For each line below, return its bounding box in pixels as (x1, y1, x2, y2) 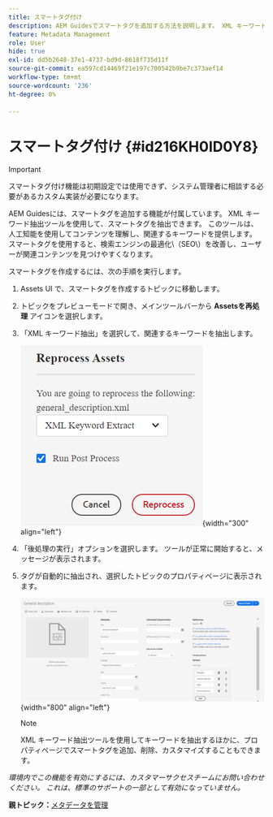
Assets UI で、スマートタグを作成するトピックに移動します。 (19, 284, 224, 294)
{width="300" (201, 518, 249, 528)
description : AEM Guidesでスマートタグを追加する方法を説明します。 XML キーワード (8, 21, 267, 30)
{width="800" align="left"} (19, 702, 110, 712)
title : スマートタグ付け (8, 13, 83, 21)
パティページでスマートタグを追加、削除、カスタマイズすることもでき (19, 746, 254, 755)
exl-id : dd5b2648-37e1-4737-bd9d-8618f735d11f (8, 56, 169, 64)
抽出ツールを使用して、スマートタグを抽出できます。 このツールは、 (29, 219, 258, 229)
